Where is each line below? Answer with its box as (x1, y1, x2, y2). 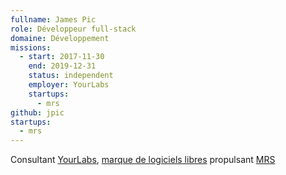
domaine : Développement (10, 33, 110, 43)
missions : (10, 42, 52, 53)
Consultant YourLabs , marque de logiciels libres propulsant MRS (10, 154, 276, 166)
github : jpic (10, 107, 65, 118)
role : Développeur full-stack (10, 24, 137, 34)
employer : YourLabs (28, 80, 110, 90)
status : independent (28, 71, 114, 81)
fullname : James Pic (10, 14, 97, 25)
